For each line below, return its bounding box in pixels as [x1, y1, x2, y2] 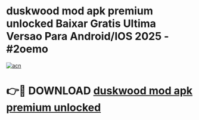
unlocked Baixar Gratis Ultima [6, 17, 157, 30]
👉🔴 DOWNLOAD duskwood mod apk [6, 84, 193, 98]
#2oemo [6, 42, 49, 56]
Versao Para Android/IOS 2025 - [6, 30, 169, 43]
